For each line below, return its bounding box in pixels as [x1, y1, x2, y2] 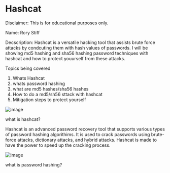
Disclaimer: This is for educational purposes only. [5, 20, 109, 26]
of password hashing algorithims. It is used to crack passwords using [5, 131, 150, 137]
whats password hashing [12, 80, 65, 87]
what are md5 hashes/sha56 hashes [12, 85, 89, 92]
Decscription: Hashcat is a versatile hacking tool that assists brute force [5, 39, 156, 46]
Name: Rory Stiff [5, 29, 40, 35]
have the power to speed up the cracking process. [5, 142, 111, 148]
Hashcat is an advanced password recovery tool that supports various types [5, 126, 165, 132]
